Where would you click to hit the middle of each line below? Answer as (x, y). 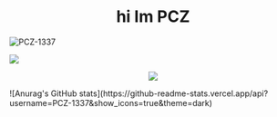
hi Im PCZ (153, 17)
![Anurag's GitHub (43, 93)
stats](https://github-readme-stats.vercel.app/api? (174, 93)
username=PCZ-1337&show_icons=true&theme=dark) (111, 102)
